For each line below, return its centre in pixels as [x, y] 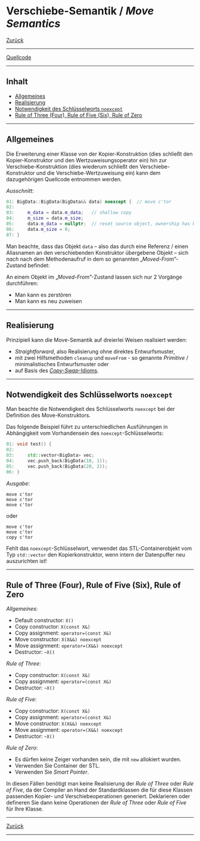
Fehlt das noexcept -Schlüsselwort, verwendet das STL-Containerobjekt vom [99, 548]
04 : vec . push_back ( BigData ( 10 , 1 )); [57, 460]
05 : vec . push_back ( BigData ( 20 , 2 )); [57, 466]
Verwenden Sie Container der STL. [57, 766]
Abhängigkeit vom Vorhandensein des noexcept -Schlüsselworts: [85, 433]
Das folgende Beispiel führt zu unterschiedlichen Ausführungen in [87, 427]
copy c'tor [20, 537]
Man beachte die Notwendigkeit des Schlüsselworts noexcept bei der [91, 409]
